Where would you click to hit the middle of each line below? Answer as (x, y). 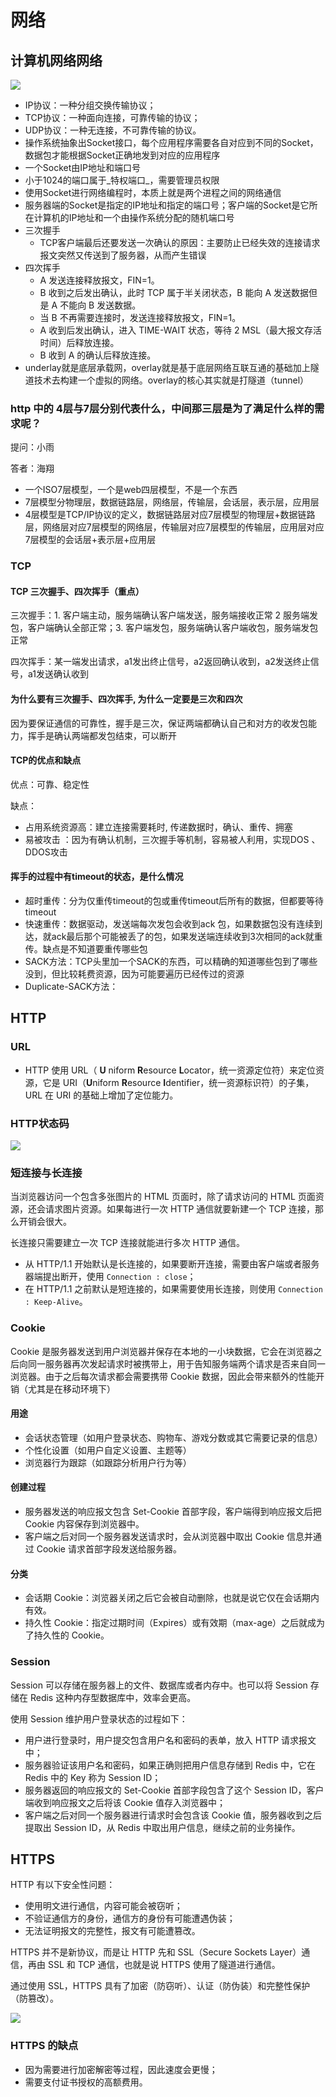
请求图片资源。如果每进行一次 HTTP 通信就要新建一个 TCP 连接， (179, 1209)
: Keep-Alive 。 (56, 1302)
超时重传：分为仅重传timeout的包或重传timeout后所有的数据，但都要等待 (174, 901)
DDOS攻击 (46, 852)
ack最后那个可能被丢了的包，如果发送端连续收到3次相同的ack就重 (187, 937)
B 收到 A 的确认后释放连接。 (98, 355)
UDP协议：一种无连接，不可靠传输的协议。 (113, 130)
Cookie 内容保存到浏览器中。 (84, 1524)
